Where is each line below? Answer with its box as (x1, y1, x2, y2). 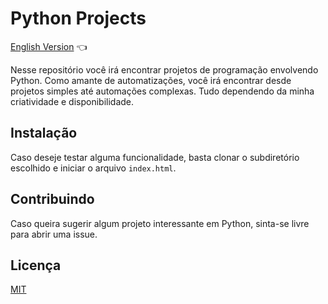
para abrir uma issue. (10, 228, 98, 240)
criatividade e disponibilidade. (10, 95, 135, 107)
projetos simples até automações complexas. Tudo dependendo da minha (10, 85, 315, 97)
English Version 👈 (10, 40, 88, 52)
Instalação (10, 125, 78, 142)
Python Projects (10, 7, 147, 30)
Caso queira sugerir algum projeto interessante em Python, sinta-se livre (10, 217, 310, 229)
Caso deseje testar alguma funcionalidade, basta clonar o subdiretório (10, 151, 300, 163)
